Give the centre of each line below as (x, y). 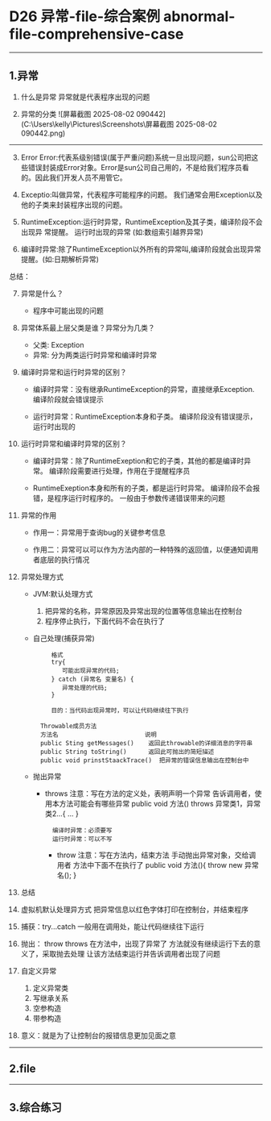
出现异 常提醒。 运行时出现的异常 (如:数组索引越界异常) (112, 231)
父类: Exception (58, 344)
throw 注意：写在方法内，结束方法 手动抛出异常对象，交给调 (156, 855)
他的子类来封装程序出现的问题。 (74, 204)
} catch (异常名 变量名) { (92, 679)
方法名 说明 (99, 735)
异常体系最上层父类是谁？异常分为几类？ (88, 327)
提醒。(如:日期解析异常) (60, 259)
